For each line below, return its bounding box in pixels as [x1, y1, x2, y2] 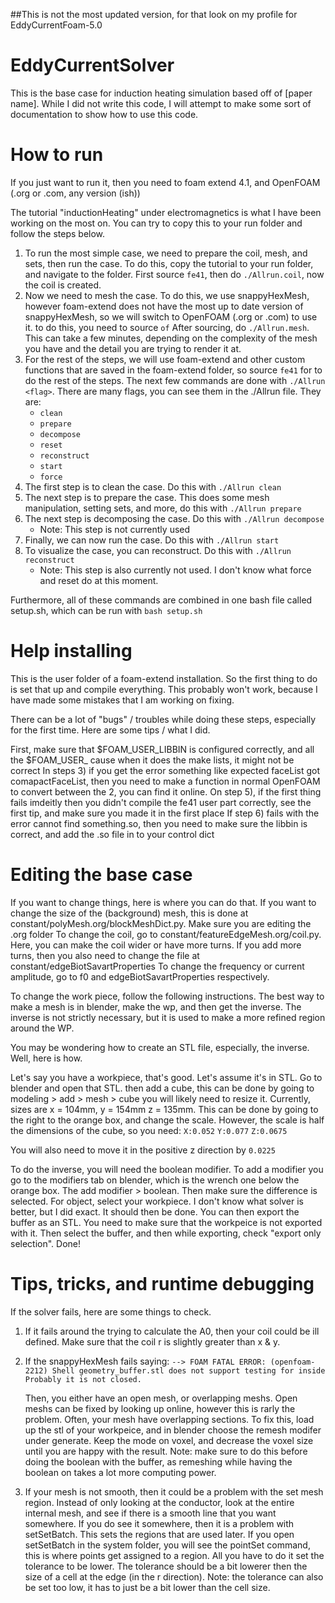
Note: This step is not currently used [39, 523, 191, 535]
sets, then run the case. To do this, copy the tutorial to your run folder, [24, 257, 314, 269]
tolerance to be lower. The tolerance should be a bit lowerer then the [24, 1560, 308, 1572]
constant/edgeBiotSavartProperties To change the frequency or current [10, 960, 305, 972]
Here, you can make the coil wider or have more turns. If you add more [10, 939, 302, 951]
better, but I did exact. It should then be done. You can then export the [10, 1205, 300, 1218]
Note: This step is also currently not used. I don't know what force [39, 564, 312, 576]
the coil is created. [24, 279, 102, 291]
